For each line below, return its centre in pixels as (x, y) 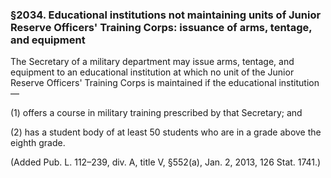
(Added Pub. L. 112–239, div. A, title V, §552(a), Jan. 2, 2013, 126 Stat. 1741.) (166, 162)
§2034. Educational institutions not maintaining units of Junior (166, 15)
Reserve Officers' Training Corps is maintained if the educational (143, 83)
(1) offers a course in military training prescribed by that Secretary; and (156, 113)
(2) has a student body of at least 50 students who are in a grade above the (166, 132)
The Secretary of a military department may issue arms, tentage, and (152, 62)
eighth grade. (38, 143)
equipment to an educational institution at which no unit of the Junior (152, 72)
